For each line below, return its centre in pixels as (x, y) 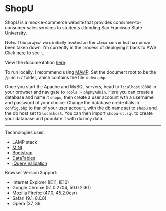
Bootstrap (22, 152)
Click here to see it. (25, 53)
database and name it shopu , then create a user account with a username (80, 97)
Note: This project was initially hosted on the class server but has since (78, 42)
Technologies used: (25, 132)
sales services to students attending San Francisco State (84, 27)
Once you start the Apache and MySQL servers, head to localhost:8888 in (81, 86)
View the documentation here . (36, 62)
